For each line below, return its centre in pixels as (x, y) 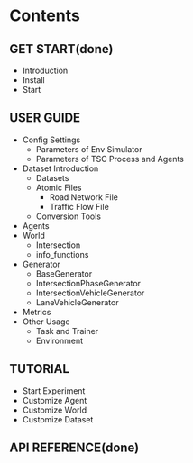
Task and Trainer (67, 331)
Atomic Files (59, 187)
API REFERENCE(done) (74, 448)
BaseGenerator (64, 273)
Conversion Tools (69, 216)
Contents (45, 16)
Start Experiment (54, 390)
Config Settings (51, 140)
